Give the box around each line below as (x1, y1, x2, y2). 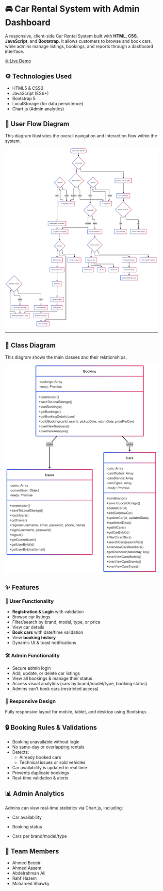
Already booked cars (19, 754, 62, 760)
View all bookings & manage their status (12, 675, 93, 681)
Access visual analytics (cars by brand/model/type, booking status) (12, 680, 147, 686)
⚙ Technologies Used (5, 72, 72, 81)
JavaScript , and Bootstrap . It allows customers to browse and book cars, (5, 38, 152, 44)
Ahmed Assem (12, 865, 42, 871)
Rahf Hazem (12, 875, 37, 881)
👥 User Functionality (5, 598, 54, 605)
